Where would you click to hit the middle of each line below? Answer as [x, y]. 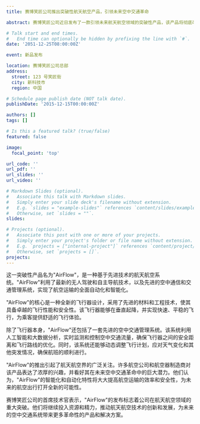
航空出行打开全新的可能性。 [50, 387]
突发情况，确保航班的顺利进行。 [50, 353]
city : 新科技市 [29, 82]
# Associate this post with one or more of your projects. [84, 235]
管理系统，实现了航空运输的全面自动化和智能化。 [71, 290]
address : [17, 71]
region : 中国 [27, 88]
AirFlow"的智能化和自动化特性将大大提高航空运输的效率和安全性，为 [102, 380]
